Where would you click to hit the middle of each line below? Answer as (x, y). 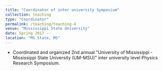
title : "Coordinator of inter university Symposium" (62, 10)
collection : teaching (28, 15)
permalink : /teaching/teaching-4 (41, 24)
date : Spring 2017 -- (28, 33)
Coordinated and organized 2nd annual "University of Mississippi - (83, 52)
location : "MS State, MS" (33, 38)
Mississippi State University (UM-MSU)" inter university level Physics (85, 57)
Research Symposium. (36, 63)
